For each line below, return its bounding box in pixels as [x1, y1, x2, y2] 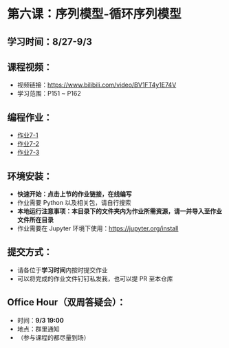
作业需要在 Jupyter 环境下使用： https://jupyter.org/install [17, 224, 179, 232]
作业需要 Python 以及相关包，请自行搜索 [17, 199, 132, 207]
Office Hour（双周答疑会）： [7, 296, 126, 308]
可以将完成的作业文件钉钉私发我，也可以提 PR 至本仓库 [17, 274, 173, 283]
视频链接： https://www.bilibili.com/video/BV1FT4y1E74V [17, 80, 177, 89]
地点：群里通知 [17, 325, 60, 333]
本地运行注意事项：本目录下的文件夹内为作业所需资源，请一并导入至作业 [17, 207, 222, 215]
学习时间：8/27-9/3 [7, 36, 93, 47]
